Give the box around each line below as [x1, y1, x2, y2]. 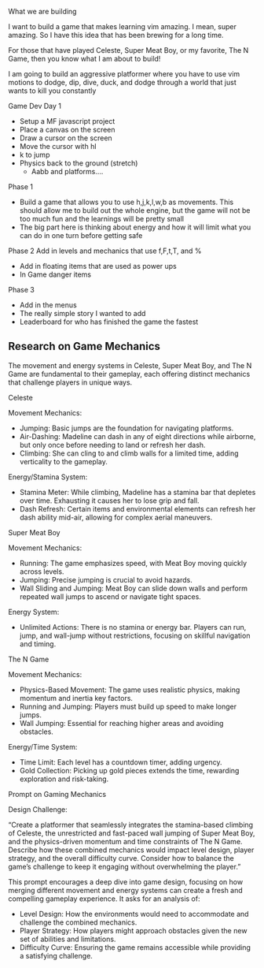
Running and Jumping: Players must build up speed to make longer [19, 702, 237, 711]
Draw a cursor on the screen [19, 133, 112, 143]
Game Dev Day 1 [8, 102, 61, 110]
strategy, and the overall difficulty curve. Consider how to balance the [8, 853, 234, 862]
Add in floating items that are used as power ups [19, 262, 177, 270]
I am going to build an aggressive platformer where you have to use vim [8, 69, 240, 78]
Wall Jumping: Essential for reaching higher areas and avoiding [19, 718, 224, 728]
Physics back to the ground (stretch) [19, 158, 138, 168]
